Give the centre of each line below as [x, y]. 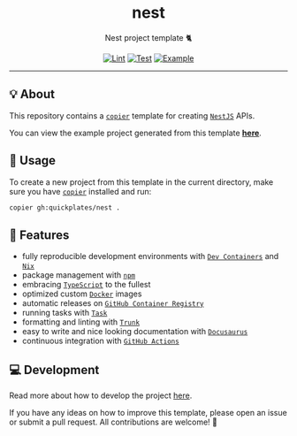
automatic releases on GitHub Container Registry [113, 303]
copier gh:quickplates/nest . [65, 207]
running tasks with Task [65, 313]
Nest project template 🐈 [148, 37]
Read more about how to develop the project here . [101, 395]
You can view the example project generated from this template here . [136, 133]
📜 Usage [32, 161]
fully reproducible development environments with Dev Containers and [150, 256]
